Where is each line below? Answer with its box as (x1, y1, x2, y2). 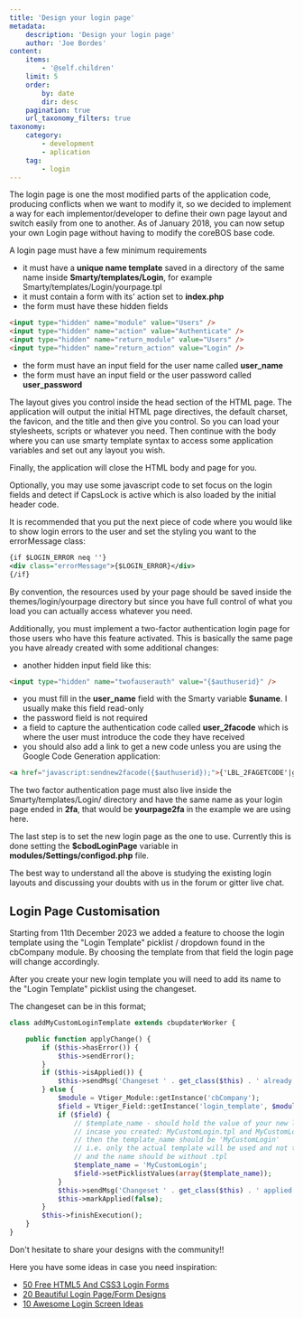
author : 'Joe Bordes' (25, 38, 106, 48)
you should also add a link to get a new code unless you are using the (22, 742, 282, 752)
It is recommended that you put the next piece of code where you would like (9, 516, 293, 527)
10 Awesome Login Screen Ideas (22, 1298, 144, 1309)
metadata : (9, 22, 47, 31)
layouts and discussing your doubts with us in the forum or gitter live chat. (9, 877, 285, 888)
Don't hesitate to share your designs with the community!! (9, 1244, 225, 1255)
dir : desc (41, 97, 78, 107)
